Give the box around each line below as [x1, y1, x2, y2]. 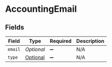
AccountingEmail [5, 3, 77, 15]
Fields [5, 23, 25, 32]
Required [49, 38, 72, 44]
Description [76, 38, 105, 44]
